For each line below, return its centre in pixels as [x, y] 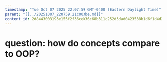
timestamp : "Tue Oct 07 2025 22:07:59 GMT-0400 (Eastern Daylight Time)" [83, 10]
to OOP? [22, 53]
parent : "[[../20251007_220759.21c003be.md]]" [54, 14]
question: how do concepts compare [83, 43]
